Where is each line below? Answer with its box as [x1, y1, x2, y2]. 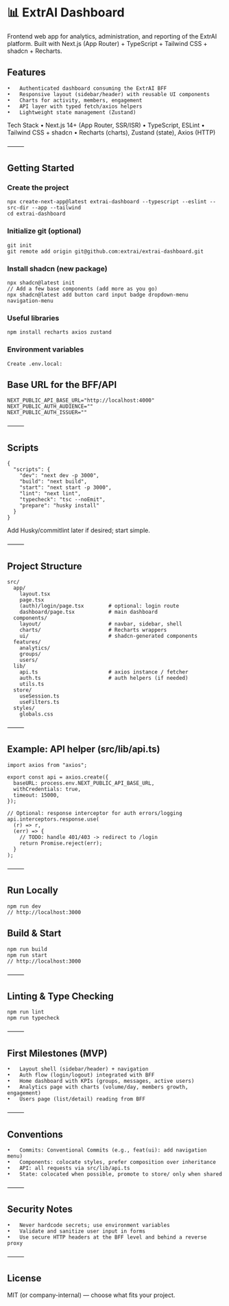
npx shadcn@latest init [7, 279, 75, 286]
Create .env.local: [7, 360, 63, 367]
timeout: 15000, [13, 792, 60, 799]
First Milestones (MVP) [7, 1047, 108, 1059]
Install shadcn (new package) [7, 264, 108, 273]
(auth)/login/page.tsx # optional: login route [19, 603, 180, 610]
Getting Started [7, 162, 75, 174]
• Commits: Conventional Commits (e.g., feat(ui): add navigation [7, 1147, 207, 1154]
